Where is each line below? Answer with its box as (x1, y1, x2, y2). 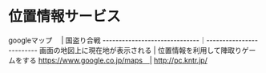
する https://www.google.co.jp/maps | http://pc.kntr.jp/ (22, 55, 208, 65)
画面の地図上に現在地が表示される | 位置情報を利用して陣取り (38, 45, 243, 55)
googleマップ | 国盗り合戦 (8, 35, 102, 45)
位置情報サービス (8, 7, 122, 26)
